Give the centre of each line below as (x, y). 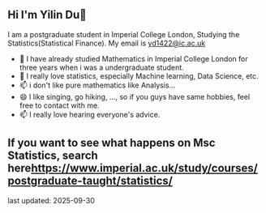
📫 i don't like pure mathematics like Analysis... (97, 85)
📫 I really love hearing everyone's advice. (90, 114)
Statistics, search (53, 156)
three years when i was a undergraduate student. (101, 67)
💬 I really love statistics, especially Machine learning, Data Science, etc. (139, 76)
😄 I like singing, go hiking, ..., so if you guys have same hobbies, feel (135, 96)
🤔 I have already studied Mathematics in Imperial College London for (133, 58)
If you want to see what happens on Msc (112, 143)
